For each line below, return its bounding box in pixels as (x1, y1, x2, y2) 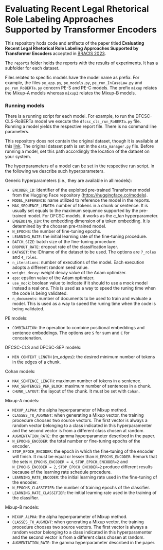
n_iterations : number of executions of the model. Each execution (12, 259, 145, 266)
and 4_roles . (12, 254, 38, 260)
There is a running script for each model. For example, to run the (5, 113, 135, 119)
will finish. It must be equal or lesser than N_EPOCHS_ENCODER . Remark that (12, 454, 157, 460)
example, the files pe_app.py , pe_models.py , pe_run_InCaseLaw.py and (5, 79, 143, 86)
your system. (5, 154, 32, 160)
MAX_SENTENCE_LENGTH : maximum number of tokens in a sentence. (12, 378, 142, 384)
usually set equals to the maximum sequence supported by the (12, 208, 139, 213)
